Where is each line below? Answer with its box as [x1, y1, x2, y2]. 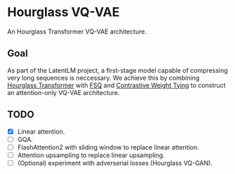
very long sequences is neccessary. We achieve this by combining [7, 73, 200, 82]
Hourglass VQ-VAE [7, 4, 120, 20]
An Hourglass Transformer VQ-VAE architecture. [7, 27, 147, 36]
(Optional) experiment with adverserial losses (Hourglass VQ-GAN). [17, 159, 213, 167]
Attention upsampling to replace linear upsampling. [17, 151, 165, 159]
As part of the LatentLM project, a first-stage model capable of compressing [7, 66, 228, 74]
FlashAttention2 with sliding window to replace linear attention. [17, 143, 200, 151]
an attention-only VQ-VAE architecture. [7, 88, 120, 96]
